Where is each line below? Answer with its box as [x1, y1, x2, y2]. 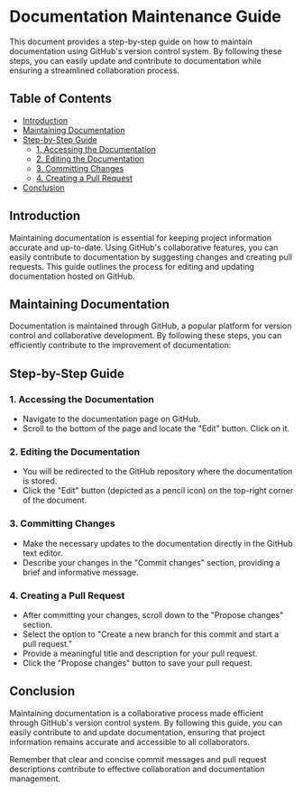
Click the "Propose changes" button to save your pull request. [22, 657, 252, 669]
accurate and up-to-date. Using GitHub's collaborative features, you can [9, 242, 279, 253]
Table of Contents [9, 91, 113, 106]
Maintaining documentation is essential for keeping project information [9, 232, 272, 243]
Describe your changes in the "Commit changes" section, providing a [22, 557, 280, 567]
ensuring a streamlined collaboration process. [9, 65, 180, 76]
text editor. [22, 548, 63, 558]
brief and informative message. [22, 567, 140, 577]
